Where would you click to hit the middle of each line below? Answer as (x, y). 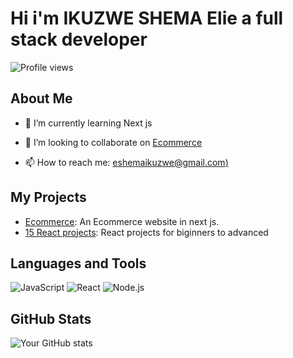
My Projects (48, 197)
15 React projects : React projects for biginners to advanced (146, 232)
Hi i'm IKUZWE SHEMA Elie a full (147, 18)
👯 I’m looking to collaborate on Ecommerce (113, 142)
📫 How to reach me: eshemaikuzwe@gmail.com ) (126, 162)
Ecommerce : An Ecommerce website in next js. (122, 221)
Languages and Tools (78, 263)
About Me (41, 98)
